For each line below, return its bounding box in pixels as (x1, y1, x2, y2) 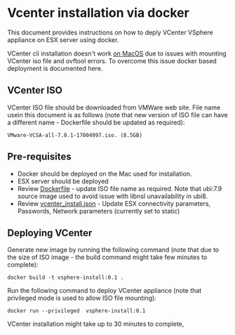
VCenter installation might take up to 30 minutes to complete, (7, 320, 184, 328)
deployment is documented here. (7, 64, 103, 72)
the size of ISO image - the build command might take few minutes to (7, 253, 208, 261)
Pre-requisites (7, 151, 72, 163)
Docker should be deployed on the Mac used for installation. (17, 169, 192, 178)
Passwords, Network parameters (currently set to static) (17, 206, 180, 215)
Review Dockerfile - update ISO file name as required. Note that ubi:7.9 (17, 184, 222, 192)
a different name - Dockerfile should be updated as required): (7, 118, 185, 126)
